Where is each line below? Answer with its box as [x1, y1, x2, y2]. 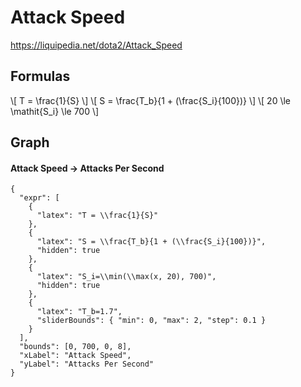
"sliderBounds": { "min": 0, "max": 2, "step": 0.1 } [36, 316, 267, 326]
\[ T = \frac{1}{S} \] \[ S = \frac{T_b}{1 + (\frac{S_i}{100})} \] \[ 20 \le [10, 94, 292, 106]
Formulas [10, 68, 71, 85]
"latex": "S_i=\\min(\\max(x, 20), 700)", [36, 272, 217, 282]
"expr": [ [19, 193, 60, 203]
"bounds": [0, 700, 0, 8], [19, 342, 132, 352]
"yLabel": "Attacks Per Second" [19, 359, 155, 370]
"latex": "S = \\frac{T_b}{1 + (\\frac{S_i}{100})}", [36, 237, 267, 247]
